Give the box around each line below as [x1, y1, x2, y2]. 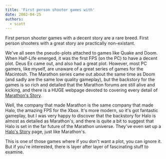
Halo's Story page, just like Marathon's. [5, 128, 86, 135]
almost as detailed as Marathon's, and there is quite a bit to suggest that [5, 118, 154, 124]
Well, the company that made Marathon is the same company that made [5, 102, 153, 108]
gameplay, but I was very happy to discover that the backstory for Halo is [5, 113, 156, 119]
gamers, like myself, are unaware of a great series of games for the [5, 66, 143, 72]
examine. [5, 149, 24, 155]
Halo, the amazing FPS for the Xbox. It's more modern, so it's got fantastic [5, 107, 158, 113]
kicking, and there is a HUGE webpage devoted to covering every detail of [5, 87, 158, 93]
